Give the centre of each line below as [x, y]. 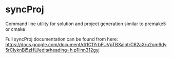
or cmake [15, 29]
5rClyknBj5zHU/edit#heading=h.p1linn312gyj [53, 50]
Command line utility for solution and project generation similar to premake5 [86, 24]
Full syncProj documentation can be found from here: [62, 39]
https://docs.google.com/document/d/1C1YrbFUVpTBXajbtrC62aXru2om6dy [86, 44]
